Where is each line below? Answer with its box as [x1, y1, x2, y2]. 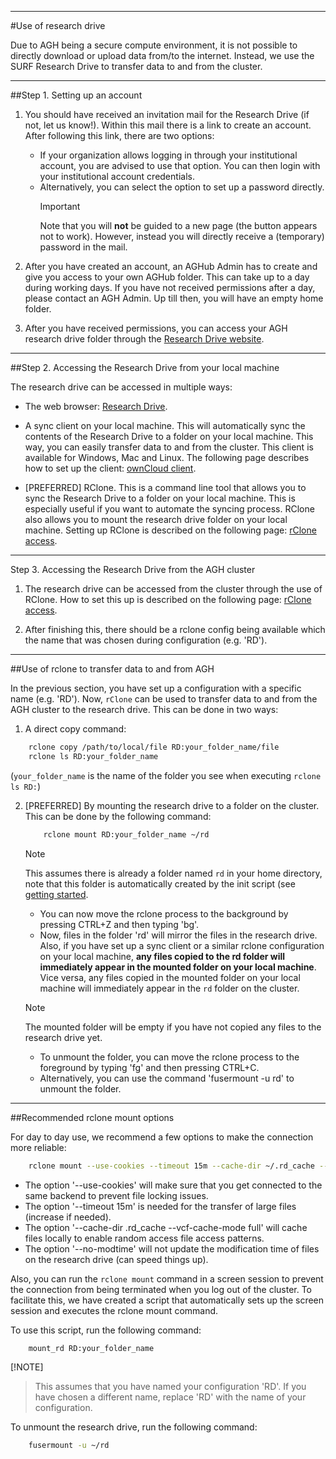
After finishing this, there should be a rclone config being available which [24, 624, 326, 635]
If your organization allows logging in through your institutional [39, 149, 298, 161]
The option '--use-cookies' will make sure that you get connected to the [24, 1179, 323, 1191]
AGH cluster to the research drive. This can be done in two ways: [10, 704, 279, 715]
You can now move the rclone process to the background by [39, 907, 289, 920]
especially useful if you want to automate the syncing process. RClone [24, 503, 315, 515]
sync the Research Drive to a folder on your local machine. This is [24, 492, 296, 504]
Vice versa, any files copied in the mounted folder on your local [39, 971, 301, 983]
